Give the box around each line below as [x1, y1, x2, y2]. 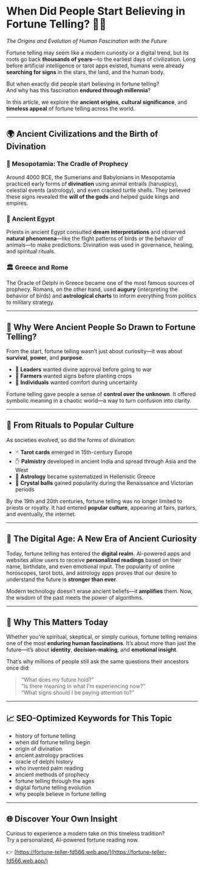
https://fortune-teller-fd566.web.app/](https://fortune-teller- [16, 849, 167, 856]
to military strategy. [6, 299, 55, 306]
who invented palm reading [15, 764, 84, 772]
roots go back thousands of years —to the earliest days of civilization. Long [6, 55, 196, 63]
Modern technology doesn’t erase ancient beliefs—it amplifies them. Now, [6, 587, 193, 595]
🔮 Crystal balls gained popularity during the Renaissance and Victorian [15, 479, 194, 487]
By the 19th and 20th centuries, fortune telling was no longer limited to [6, 497, 183, 505]
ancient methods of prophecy [15, 771, 89, 778]
